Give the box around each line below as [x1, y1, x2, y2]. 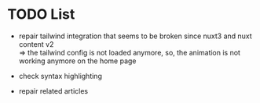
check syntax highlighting [18, 71, 103, 80]
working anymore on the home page [18, 56, 137, 66]
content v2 [18, 39, 54, 48]
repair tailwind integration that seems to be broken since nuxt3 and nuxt [18, 31, 252, 41]
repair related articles [18, 86, 88, 95]
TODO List [7, 5, 75, 23]
